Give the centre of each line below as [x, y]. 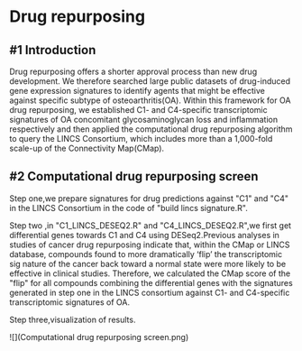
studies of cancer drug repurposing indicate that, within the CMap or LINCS [150, 245]
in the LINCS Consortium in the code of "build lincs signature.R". [128, 208]
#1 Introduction [53, 50]
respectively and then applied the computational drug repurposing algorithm [151, 129]
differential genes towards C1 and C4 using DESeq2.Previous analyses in [144, 235]
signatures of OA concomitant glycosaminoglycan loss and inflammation [143, 120]
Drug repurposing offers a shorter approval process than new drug [133, 71]
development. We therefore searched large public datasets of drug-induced [150, 81]
